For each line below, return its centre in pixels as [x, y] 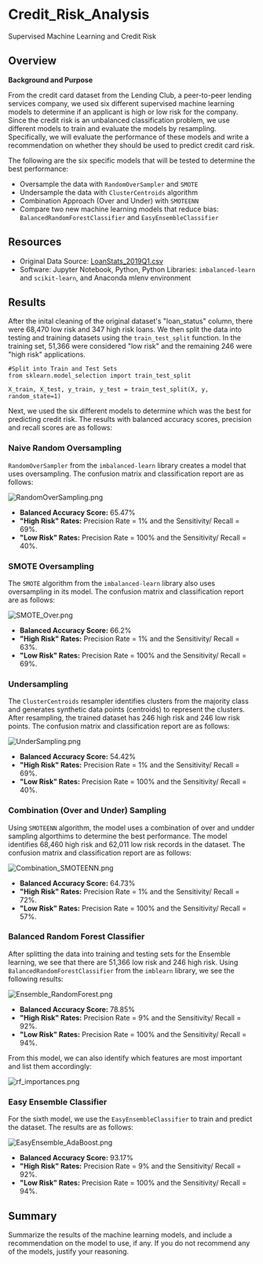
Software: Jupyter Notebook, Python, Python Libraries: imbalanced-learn [137, 269]
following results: [36, 979]
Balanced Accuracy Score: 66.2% [75, 630]
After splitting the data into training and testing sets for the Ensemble [119, 954]
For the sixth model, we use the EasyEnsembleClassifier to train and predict [130, 1119]
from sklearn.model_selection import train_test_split [100, 376]
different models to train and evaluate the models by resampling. [113, 128]
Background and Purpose [50, 79]
